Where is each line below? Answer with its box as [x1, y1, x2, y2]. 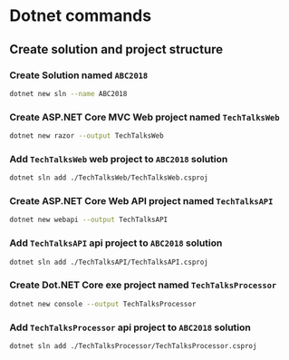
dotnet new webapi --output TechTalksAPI [9, 215, 169, 225]
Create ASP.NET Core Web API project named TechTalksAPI [9, 195, 274, 208]
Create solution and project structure [9, 42, 224, 57]
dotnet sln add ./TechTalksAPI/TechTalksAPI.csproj [9, 258, 208, 267]
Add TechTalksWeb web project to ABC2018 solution [9, 152, 228, 165]
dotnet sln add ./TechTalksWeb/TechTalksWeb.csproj [9, 173, 208, 182]
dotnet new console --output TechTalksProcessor [9, 299, 197, 308]
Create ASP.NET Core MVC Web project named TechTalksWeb [9, 111, 280, 123]
